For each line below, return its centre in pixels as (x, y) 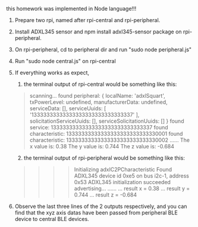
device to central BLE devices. (52, 219)
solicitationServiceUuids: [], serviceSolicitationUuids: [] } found (107, 121)
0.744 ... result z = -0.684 (106, 195)
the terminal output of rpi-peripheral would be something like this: (104, 158)
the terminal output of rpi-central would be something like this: (100, 84)
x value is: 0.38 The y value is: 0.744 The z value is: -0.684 (102, 146)
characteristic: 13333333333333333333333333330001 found (106, 134)
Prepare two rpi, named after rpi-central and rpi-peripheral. (87, 20)
